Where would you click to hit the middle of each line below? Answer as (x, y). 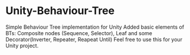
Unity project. (22, 46)
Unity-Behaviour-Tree (60, 11)
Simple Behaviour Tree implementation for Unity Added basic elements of (95, 27)
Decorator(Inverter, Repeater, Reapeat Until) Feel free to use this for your (94, 39)
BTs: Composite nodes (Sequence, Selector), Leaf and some (79, 33)
